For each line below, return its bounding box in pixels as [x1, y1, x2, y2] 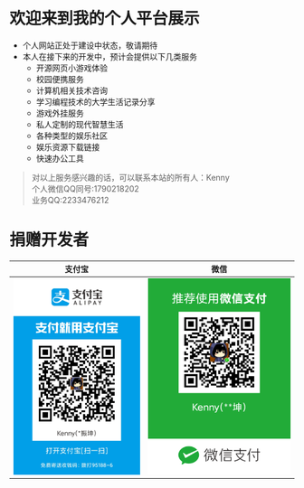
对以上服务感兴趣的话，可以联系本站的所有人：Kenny [31, 172, 231, 183]
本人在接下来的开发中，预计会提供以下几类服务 [22, 51, 197, 61]
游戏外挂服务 [35, 108, 84, 118]
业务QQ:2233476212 [31, 194, 109, 205]
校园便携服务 [35, 73, 84, 84]
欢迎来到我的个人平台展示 [9, 8, 201, 29]
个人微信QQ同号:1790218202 [31, 183, 140, 194]
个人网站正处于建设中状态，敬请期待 [22, 40, 158, 51]
